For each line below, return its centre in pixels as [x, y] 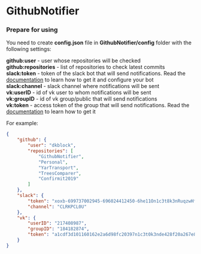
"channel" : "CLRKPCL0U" [57, 207]
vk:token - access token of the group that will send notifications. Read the [98, 105]
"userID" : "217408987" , [57, 223]
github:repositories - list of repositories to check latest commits [86, 67]
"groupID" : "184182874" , [59, 229]
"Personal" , [53, 162]
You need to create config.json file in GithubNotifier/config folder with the [99, 43]
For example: [22, 123]
